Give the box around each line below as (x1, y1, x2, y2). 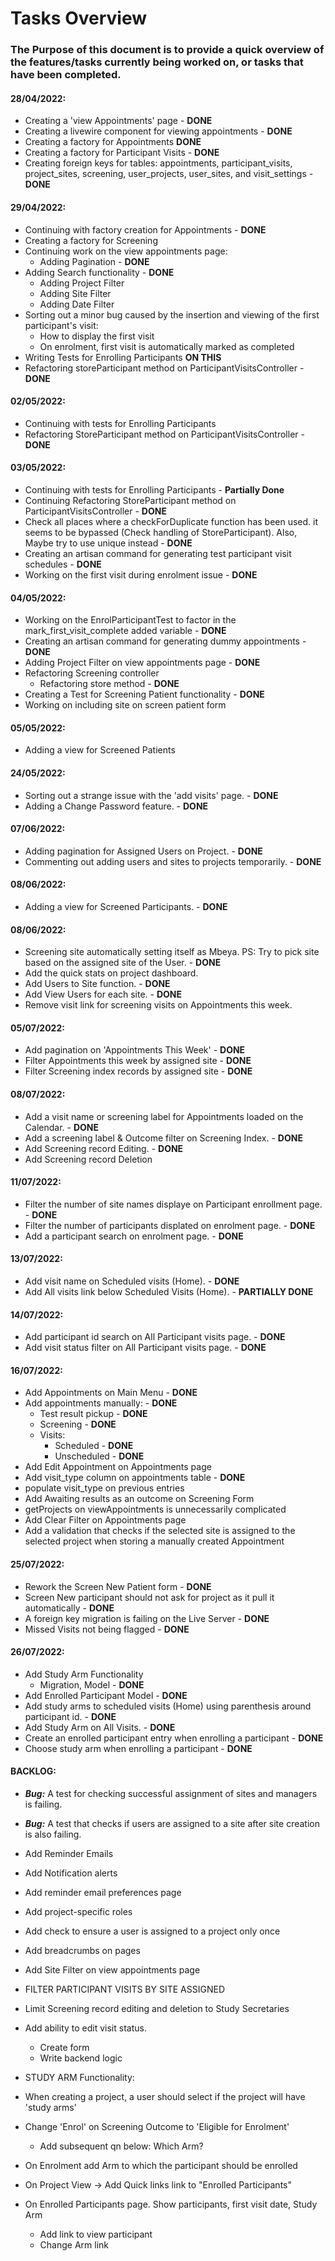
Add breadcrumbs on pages (24, 1944, 141, 1956)
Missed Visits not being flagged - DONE (24, 1623, 190, 1635)
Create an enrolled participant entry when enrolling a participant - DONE (24, 1732, 324, 1744)
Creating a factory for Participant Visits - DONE (24, 147, 220, 159)
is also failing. (24, 1828, 82, 1840)
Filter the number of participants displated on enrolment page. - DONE (24, 1219, 316, 1231)
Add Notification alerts (24, 1867, 118, 1879)
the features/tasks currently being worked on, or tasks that (10, 55, 304, 69)
